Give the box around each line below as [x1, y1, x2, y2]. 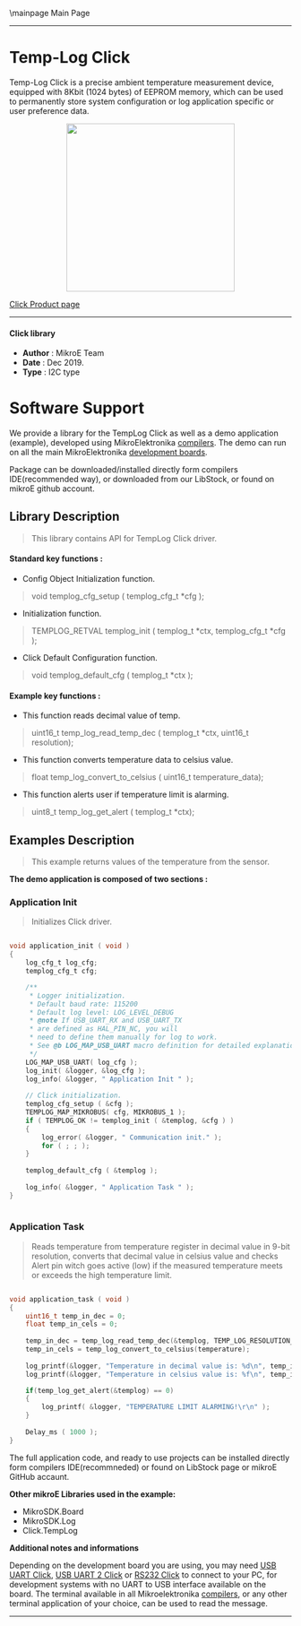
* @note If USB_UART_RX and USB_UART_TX [29, 1016, 182, 1025]
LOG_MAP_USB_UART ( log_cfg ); [25, 1058, 139, 1067]
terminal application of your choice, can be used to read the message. [9, 1597, 269, 1608]
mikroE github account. [9, 483, 96, 494]
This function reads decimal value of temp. [21, 710, 181, 721]
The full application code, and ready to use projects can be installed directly [9, 1452, 290, 1463]
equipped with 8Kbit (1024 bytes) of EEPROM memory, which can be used [9, 86, 284, 97]
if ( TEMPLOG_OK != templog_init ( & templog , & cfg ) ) [25, 1116, 235, 1125]
